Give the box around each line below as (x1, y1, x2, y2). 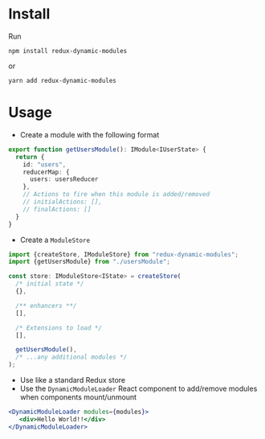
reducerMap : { (22, 168, 70, 176)
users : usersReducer (29, 175, 99, 183)
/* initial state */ (15, 280, 84, 288)
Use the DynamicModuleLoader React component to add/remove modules (19, 384, 258, 393)
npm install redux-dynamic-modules (8, 47, 128, 55)
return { (15, 153, 45, 161)
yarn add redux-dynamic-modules (8, 76, 116, 84)
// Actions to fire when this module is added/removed (22, 191, 210, 199)
